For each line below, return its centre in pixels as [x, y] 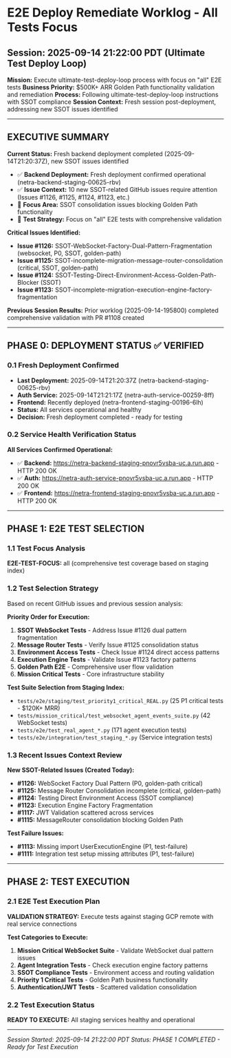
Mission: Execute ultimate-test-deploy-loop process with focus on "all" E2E [114, 80]
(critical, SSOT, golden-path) [58, 268]
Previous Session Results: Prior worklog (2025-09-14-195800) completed [113, 310]
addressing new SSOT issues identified [63, 109]
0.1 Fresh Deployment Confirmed [63, 365]
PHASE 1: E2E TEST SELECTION [76, 529]
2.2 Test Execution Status [51, 1004]
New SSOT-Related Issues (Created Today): [71, 770]
